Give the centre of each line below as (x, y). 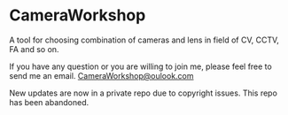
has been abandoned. (49, 102)
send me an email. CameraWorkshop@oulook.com (101, 75)
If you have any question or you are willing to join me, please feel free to (140, 66)
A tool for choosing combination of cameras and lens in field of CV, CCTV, (144, 40)
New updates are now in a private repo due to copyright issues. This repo (143, 93)
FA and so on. (34, 49)
